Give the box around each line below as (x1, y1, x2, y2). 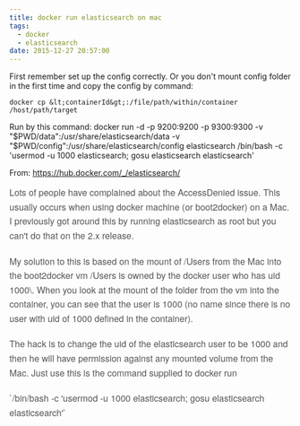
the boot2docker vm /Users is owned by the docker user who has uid (9, 268, 280, 283)
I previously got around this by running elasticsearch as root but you (9, 214, 277, 229)
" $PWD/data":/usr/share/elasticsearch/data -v (9, 131, 181, 142)
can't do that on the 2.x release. (9, 228, 134, 242)
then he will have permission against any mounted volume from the (9, 352, 274, 366)
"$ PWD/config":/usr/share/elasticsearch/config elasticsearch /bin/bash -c (9, 141, 284, 152)
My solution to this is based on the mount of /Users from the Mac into (9, 254, 282, 268)
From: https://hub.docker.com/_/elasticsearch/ (9, 168, 181, 178)
